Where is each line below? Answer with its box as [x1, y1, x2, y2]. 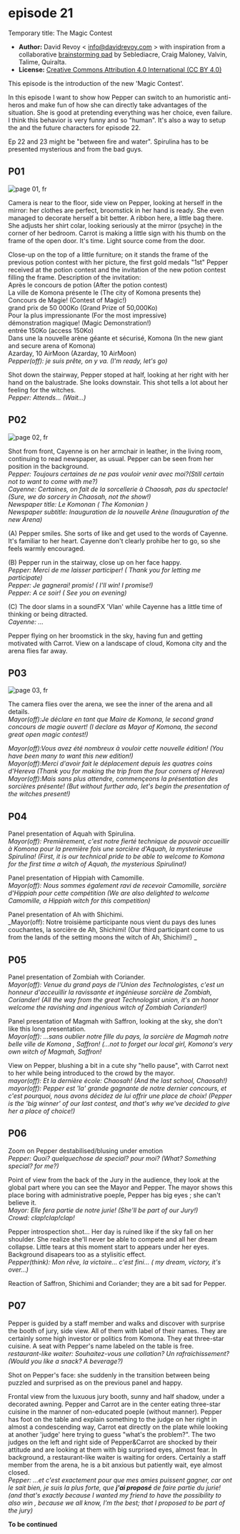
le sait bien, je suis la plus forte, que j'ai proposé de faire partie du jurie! [8, 1483, 221, 1492]
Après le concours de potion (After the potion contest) [8, 280, 168, 289]
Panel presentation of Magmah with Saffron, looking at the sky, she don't [8, 1017, 223, 1025]
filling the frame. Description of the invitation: [8, 273, 141, 282]
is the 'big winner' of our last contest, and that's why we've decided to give [8, 1099, 231, 1107]
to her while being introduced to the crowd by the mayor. [8, 1069, 176, 1077]
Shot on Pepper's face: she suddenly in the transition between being [8, 1370, 210, 1379]
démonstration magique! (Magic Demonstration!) [8, 318, 152, 327]
